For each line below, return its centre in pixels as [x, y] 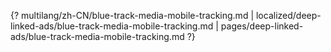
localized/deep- [288, 15]
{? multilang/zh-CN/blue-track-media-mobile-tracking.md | [132, 15]
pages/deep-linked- [262, 26]
